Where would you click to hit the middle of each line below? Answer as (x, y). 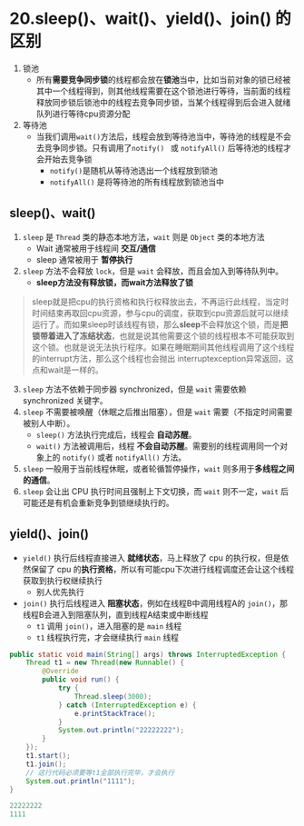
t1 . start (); (48, 756)
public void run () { (81, 680)
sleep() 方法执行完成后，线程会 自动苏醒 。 (116, 434)
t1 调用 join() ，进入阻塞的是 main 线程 (109, 626)
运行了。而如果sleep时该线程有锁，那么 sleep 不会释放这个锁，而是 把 (160, 324)
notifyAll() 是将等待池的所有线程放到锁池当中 (137, 182)
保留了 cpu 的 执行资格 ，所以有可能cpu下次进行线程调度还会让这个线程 (162, 569)
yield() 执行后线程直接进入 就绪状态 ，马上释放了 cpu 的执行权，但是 (152, 557)
